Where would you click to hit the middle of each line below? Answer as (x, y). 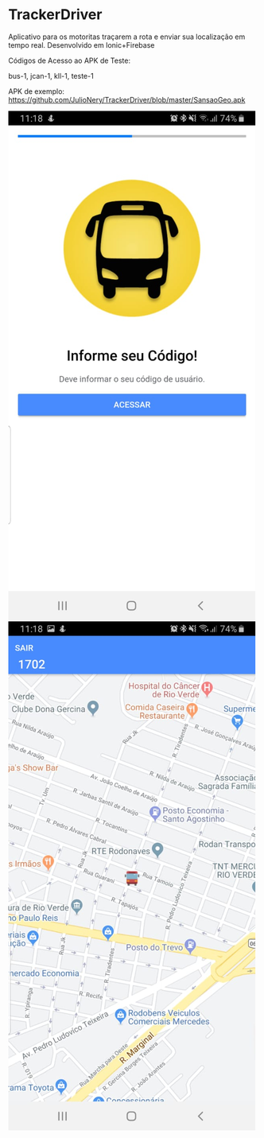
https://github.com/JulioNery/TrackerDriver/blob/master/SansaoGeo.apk (127, 99)
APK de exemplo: (37, 91)
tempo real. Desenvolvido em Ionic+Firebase (82, 45)
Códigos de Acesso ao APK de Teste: (70, 60)
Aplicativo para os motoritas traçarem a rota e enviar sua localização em (127, 37)
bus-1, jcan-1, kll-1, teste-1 (51, 76)
